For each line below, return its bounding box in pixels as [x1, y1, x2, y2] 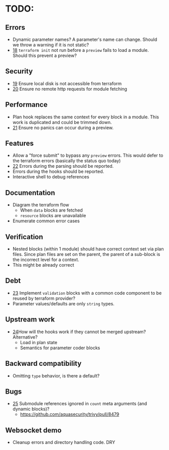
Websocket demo [5, 426, 62, 434]
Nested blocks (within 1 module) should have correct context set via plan [12, 246, 164, 252]
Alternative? [12, 334, 38, 340]
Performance [5, 100, 48, 109]
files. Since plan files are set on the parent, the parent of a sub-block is [12, 251, 160, 258]
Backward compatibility [5, 359, 82, 368]
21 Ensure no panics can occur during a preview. [12, 124, 114, 131]
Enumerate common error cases [12, 218, 80, 224]
